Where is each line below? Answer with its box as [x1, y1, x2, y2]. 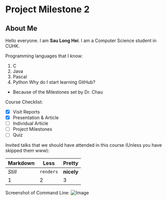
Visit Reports [12, 109, 40, 115]
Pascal [12, 74, 27, 80]
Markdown [8, 160, 35, 167]
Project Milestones [12, 126, 52, 132]
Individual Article [12, 120, 49, 126]
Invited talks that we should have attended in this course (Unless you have [5, 142, 162, 148]
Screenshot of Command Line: [5, 190, 70, 196]
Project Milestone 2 [5, 4, 90, 15]
